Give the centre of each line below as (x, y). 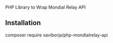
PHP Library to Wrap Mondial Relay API (45, 7)
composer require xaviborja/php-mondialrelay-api (57, 35)
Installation (23, 23)
